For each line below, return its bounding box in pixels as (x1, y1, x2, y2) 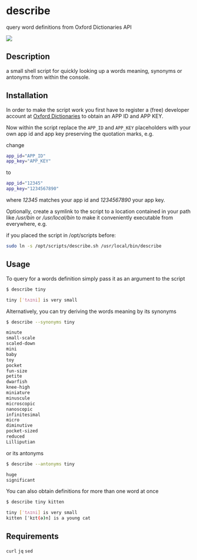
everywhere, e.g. (6, 221, 47, 228)
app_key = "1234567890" (6, 186, 59, 192)
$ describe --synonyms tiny (6, 319, 75, 325)
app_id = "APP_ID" (6, 153, 46, 159)
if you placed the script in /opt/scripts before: (6, 232, 116, 239)
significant (6, 477, 35, 483)
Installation (6, 91, 48, 101)
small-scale (6, 335, 35, 341)
